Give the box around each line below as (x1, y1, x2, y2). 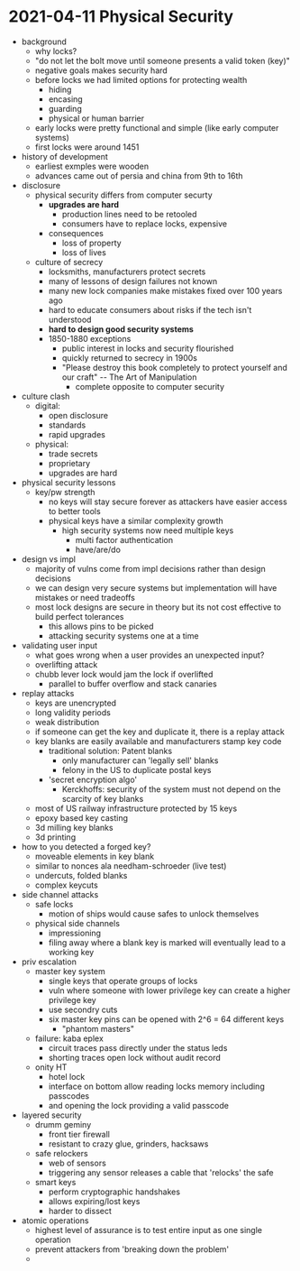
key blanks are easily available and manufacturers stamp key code (34, 735, 282, 746)
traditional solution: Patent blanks (48, 745, 173, 756)
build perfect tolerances (34, 611, 124, 622)
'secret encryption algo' (48, 774, 138, 785)
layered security (21, 1110, 82, 1120)
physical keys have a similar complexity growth (48, 515, 224, 526)
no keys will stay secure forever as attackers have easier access (48, 496, 287, 507)
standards (48, 419, 86, 430)
